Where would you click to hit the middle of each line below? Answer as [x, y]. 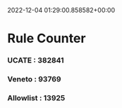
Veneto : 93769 [34, 79]
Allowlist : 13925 [36, 97]
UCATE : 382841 [36, 60]
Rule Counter [47, 39]
